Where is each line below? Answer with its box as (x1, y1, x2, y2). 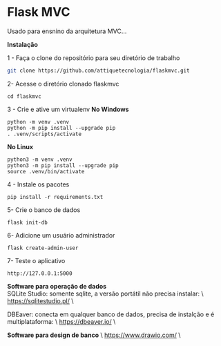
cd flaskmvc (7, 93, 41, 100)
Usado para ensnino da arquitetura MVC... (7, 27, 127, 35)
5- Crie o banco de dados (7, 205, 81, 214)
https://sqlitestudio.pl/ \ (7, 296, 74, 305)
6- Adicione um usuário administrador (7, 231, 115, 239)
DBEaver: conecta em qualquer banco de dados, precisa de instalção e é (7, 310, 215, 318)
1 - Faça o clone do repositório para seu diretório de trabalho (7, 53, 180, 62)
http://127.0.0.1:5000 (7, 270, 73, 277)
